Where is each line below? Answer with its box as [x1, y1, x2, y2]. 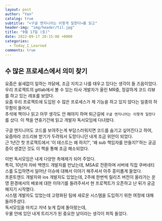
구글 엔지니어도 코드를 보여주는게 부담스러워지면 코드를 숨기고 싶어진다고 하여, [5, 127, 153, 134]
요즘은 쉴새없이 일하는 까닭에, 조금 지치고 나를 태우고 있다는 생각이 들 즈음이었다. [5, 81, 158, 86]
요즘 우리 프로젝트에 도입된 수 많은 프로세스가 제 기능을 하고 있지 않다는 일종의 [5, 99, 153, 105]
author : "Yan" [5, 12, 34, 17]
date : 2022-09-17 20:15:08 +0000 [5, 34, 73, 39]
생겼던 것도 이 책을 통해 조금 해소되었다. [14, 146, 89, 152]
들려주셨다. [5, 199, 26, 204]
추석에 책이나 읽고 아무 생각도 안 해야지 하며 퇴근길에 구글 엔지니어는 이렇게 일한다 [5, 111, 156, 117]
